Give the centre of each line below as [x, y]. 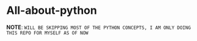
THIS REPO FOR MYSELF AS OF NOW [47, 33]
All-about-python [52, 11]
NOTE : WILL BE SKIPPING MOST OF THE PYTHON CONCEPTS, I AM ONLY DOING [99, 27]
